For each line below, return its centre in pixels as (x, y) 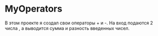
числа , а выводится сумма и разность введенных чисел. (67, 28)
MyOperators (34, 9)
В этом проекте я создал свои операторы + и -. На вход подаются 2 (79, 23)
